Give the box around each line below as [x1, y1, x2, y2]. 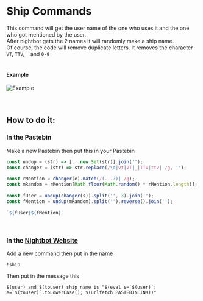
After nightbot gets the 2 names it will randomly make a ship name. [6, 37, 174, 44]
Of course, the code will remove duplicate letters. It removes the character [6, 44, 193, 51]
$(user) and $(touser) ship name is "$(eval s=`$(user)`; [6, 284, 157, 290]
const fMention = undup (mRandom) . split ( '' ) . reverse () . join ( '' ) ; [6, 198, 173, 205]
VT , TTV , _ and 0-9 [6, 50, 50, 57]
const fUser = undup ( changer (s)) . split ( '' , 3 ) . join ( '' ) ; [6, 193, 154, 199]
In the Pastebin [6, 133, 52, 141]
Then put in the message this [6, 272, 80, 280]
